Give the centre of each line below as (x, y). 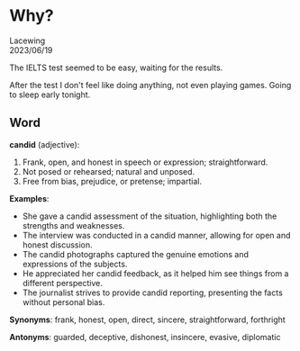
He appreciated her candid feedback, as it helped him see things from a (155, 273)
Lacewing (27, 40)
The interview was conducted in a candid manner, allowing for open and (156, 235)
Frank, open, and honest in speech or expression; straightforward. (145, 162)
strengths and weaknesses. (73, 225)
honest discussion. (57, 245)
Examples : (29, 198)
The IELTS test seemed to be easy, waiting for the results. (116, 67)
